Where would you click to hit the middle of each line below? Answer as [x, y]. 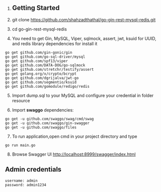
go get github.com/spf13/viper [37, 61]
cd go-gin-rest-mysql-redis [39, 29]
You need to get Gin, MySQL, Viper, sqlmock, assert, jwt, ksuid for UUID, [84, 38]
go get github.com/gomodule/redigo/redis [47, 86]
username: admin [21, 181]
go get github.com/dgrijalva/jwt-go [42, 78]
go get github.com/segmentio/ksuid [41, 82]
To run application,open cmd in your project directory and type [74, 136]
